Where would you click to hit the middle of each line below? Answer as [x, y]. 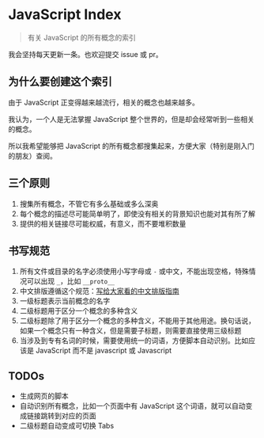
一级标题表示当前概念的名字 [65, 301]
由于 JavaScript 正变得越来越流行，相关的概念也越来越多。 [104, 102]
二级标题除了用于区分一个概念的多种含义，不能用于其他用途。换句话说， [137, 321]
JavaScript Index [65, 15]
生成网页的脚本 [44, 396]
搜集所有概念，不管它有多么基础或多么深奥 [89, 204]
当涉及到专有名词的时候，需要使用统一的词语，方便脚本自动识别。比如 [134, 341]
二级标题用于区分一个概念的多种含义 [79, 311]
